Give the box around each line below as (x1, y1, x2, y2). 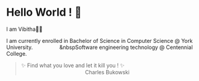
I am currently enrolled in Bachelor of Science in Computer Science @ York (6, 37, 193, 44)
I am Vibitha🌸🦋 (6, 25, 43, 33)
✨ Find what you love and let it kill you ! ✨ (21, 62, 125, 69)
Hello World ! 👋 (6, 5, 82, 19)
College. (6, 50, 27, 57)
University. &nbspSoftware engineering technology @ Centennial (6, 44, 193, 51)
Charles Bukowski (85, 68, 130, 76)
